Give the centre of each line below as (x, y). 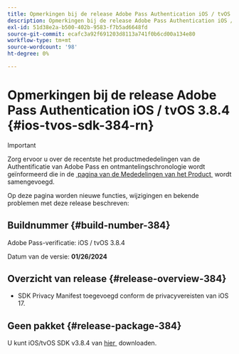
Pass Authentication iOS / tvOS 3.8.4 (118, 110)
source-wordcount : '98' (43, 47)
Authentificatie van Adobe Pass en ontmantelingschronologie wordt (106, 166)
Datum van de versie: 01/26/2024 (58, 256)
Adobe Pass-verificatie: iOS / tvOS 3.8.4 (67, 242)
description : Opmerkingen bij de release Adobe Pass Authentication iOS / (121, 21)
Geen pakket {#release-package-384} (95, 326)
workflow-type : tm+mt (39, 41)
